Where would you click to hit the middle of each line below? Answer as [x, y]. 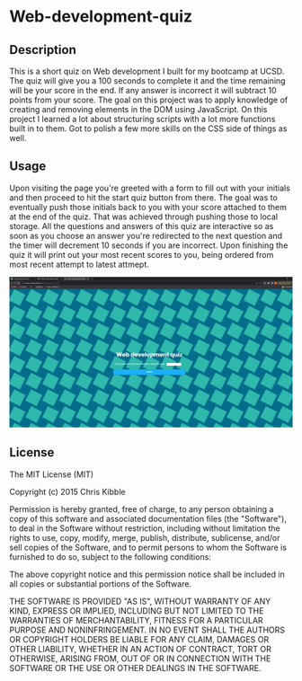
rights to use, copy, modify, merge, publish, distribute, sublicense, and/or [145, 537]
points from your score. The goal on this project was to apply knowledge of [149, 100]
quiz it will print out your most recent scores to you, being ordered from [142, 254]
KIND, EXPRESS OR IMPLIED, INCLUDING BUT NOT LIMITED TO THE [137, 610]
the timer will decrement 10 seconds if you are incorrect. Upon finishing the [149, 245]
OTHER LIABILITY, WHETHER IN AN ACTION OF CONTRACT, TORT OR [140, 649]
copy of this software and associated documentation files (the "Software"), [148, 518]
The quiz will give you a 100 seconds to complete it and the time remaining [147, 81]
